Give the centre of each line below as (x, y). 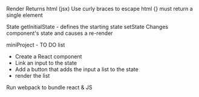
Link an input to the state (46, 63)
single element (25, 15)
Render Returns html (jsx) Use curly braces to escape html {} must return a (100, 9)
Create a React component (48, 56)
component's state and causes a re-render (60, 33)
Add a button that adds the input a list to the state (77, 69)
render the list (32, 76)
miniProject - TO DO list (36, 45)
